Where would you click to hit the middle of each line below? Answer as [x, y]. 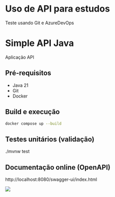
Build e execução [33, 112]
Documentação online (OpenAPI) [58, 167]
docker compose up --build [33, 124]
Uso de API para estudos [58, 9]
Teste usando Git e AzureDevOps [40, 23]
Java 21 [20, 85]
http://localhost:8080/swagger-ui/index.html [51, 179]
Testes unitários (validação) [50, 139]
